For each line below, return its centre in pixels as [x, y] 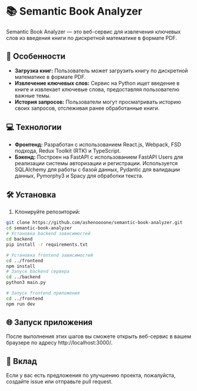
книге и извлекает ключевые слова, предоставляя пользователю [97, 89]
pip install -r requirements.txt [47, 245]
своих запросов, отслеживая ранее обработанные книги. [87, 108]
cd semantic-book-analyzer [39, 228]
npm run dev [21, 304]
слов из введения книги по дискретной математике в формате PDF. [92, 38]
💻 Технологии [34, 127]
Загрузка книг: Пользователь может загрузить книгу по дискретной [101, 71]
